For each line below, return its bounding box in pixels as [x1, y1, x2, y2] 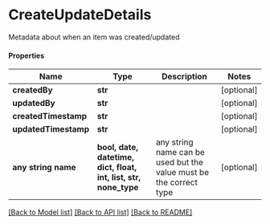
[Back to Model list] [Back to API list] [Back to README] [8, 207, 193, 218]
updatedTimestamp [12, 124, 90, 135]
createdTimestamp [12, 111, 87, 122]
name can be [155, 147, 205, 158]
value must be [155, 167, 210, 178]
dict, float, [96, 162, 137, 173]
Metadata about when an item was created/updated [8, 32, 180, 42]
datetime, [96, 152, 134, 163]
